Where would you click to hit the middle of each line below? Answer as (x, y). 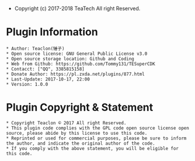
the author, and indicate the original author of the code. (81, 143)
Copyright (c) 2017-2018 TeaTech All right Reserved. (77, 8)
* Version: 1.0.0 (27, 84)
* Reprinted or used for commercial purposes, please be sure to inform (96, 138)
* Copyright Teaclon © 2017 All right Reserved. (66, 123)
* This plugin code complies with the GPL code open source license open (98, 128)
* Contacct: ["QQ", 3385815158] (45, 69)
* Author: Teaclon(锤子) (35, 48)
